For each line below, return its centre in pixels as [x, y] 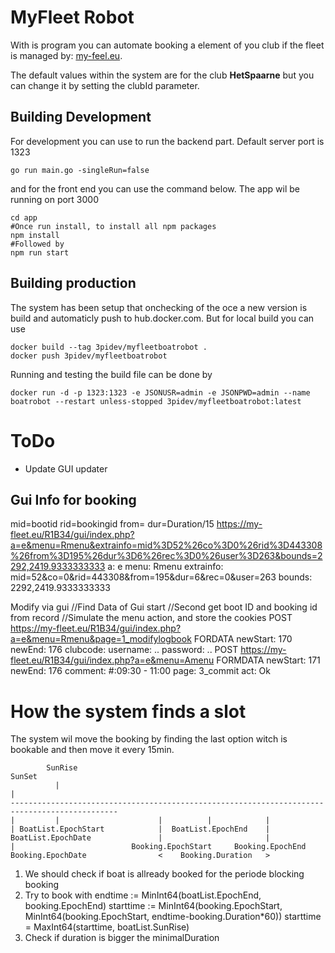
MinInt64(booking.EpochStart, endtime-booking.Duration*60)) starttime [173, 917]
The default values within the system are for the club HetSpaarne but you [162, 75]
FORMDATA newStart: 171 [268, 660]
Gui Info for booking [73, 499]
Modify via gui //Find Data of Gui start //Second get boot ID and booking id [164, 607]
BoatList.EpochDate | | [140, 838]
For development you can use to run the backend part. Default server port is [167, 141]
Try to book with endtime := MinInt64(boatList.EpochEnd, [143, 895]
